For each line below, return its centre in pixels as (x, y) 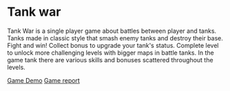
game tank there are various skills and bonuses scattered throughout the (110, 60)
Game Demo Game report (44, 80)
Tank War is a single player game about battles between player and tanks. (112, 31)
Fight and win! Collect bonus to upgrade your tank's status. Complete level (113, 45)
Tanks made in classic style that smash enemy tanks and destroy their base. (115, 38)
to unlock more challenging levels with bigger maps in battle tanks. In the (111, 53)
